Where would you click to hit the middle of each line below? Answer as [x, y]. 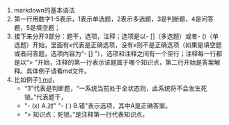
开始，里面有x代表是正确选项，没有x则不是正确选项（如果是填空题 [127, 45]
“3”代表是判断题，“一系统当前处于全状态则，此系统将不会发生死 [116, 88]
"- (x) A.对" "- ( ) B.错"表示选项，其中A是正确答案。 [98, 106]
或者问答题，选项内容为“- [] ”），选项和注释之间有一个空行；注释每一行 [115, 53]
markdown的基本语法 [44, 10]
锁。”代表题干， [46, 97]
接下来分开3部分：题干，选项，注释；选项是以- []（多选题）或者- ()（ [113, 36]
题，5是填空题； [37, 27]
